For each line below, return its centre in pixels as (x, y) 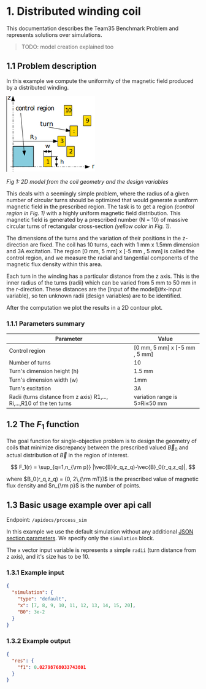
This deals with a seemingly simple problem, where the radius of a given (97, 193)
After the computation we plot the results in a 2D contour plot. (85, 307)
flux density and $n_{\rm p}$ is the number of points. (74, 486)
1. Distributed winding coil (74, 11)
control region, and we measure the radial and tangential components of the (102, 258)
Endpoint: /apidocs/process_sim (47, 520)
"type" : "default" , (42, 599)
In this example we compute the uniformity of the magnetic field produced (100, 81)
